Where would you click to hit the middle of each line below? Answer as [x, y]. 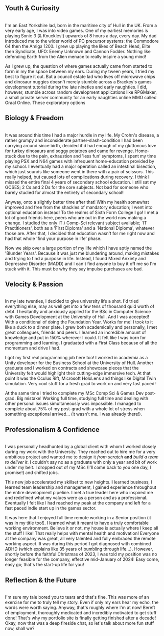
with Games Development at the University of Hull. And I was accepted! [77, 317]
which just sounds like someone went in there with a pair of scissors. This [80, 171]
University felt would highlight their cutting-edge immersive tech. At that [78, 373]
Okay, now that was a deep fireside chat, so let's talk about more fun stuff [80, 623]
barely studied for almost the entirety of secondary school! [64, 192]
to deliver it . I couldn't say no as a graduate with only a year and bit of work [81, 462]
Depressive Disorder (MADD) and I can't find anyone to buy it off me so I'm [81, 264]
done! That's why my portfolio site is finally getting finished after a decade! [81, 618]
